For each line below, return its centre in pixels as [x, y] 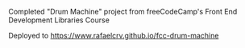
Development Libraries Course [59, 20]
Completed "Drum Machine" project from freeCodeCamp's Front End [123, 12]
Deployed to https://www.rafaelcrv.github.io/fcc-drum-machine [114, 36]
